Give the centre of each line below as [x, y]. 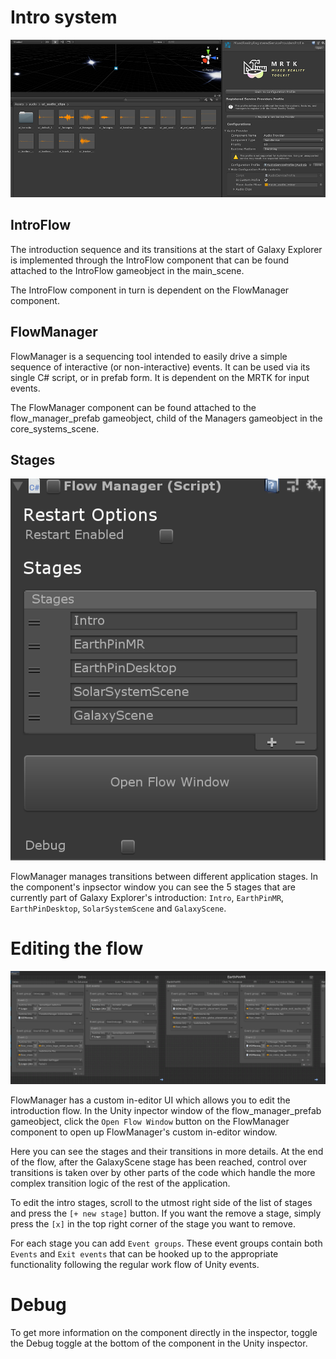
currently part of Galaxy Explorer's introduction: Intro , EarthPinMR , [147, 897]
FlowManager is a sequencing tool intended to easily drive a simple [149, 356]
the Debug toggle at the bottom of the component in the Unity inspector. [159, 1343]
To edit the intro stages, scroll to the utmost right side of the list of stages [161, 1203]
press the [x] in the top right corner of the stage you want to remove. [153, 1224]
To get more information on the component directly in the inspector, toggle [164, 1332]
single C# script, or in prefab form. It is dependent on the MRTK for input [160, 377]
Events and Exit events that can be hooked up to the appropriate [144, 1254]
